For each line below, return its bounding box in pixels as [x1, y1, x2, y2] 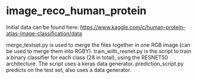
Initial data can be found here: [6, 24, 79, 31]
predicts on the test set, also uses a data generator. [6, 66, 132, 73]
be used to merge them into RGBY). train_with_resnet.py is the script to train [6, 47, 191, 54]
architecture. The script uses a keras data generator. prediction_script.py [6, 60, 184, 67]
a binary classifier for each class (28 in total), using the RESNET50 [6, 54, 169, 61]
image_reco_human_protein [6, 4, 147, 18]
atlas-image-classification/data [6, 29, 82, 37]
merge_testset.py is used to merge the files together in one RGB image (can [6, 41, 190, 48]
